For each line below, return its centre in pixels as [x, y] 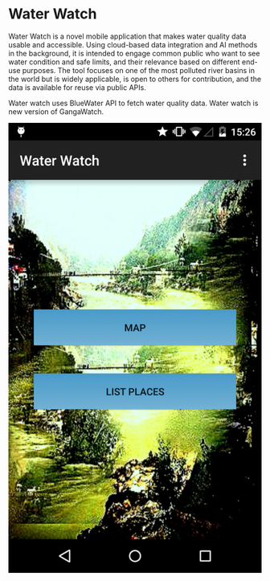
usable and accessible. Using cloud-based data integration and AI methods [133, 44]
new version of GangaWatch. [56, 111]
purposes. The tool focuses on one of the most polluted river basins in [139, 70]
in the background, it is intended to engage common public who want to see [134, 53]
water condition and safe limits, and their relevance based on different [124, 62]
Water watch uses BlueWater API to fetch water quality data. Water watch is [133, 103]
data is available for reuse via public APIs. [77, 87]
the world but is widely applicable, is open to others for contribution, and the [135, 79]
